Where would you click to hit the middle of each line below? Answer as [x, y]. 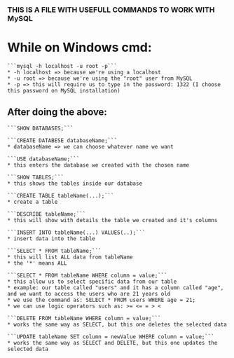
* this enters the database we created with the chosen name [98, 165]
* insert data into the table [51, 239]
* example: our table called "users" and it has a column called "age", [116, 288]
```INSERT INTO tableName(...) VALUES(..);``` [76, 233]
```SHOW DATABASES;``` [40, 128]
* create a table [33, 202]
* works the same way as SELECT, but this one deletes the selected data [117, 324]
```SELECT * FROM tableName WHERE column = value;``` [88, 275]
